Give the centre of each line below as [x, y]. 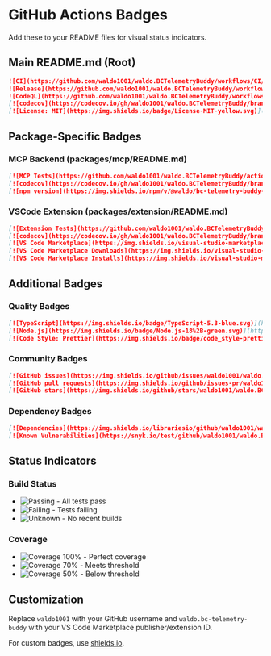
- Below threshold [110, 574]
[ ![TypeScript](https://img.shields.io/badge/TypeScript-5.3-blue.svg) [131, 323]
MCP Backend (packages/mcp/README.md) [98, 159]
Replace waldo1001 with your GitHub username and [93, 619]
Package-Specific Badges [75, 136]
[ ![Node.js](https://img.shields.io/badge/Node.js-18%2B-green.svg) [126, 331]
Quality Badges [39, 307]
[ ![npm [19, 191]
